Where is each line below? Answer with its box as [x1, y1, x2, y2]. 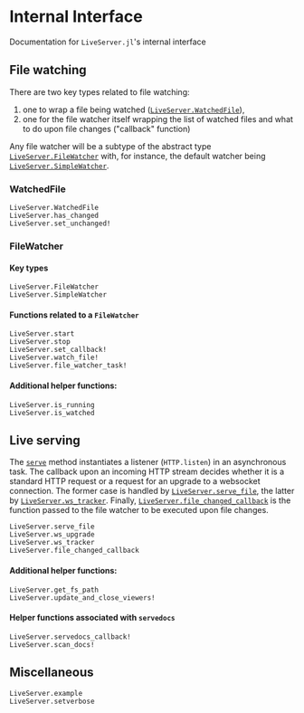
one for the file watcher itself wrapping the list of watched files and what [22, 113, 294, 124]
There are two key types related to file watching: [9, 86, 190, 97]
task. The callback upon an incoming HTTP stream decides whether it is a [9, 466, 285, 477]
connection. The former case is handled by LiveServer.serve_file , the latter [9, 486, 295, 497]
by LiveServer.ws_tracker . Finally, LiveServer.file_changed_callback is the [9, 495, 291, 506]
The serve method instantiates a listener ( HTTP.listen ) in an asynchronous [9, 457, 287, 468]
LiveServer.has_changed [9, 211, 100, 221]
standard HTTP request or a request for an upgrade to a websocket [9, 476, 261, 487]
